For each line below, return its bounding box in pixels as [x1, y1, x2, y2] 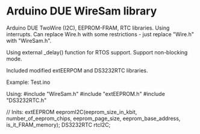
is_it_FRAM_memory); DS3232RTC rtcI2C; [6, 121, 111, 128]
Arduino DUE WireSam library [6, 4, 157, 18]
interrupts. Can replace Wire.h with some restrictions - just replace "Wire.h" [6, 30, 195, 37]
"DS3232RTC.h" [6, 97, 47, 104]
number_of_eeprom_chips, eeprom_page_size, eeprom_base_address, [6, 115, 181, 122]
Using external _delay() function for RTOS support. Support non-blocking [6, 48, 188, 56]
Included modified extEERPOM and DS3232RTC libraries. [6, 66, 148, 74]
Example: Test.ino [6, 78, 51, 86]
